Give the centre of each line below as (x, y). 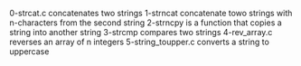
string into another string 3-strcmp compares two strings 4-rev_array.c (141, 32)
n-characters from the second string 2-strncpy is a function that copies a (146, 23)
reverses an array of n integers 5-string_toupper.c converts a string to (139, 42)
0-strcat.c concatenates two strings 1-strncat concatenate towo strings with (151, 13)
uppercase (29, 52)
